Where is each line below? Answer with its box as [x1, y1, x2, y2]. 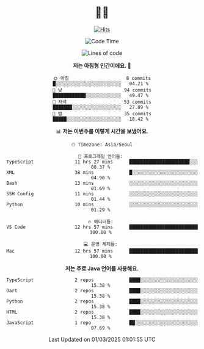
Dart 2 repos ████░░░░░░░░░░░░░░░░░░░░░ [6, 287, 198, 293]
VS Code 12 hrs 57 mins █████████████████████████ [6, 224, 198, 230]
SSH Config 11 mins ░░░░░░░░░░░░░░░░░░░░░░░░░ [6, 190, 198, 197]
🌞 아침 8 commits [53, 75, 151, 81]
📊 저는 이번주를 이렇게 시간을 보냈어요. [55, 128, 149, 135]
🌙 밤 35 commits [52, 110, 152, 117]
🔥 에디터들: [87, 218, 114, 225]
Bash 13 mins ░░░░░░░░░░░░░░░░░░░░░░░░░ [6, 180, 198, 186]
